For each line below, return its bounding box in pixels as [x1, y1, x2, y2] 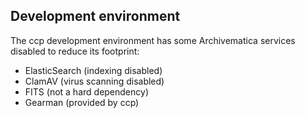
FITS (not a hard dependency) [24, 85, 149, 98]
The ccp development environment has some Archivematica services [10, 34, 296, 46]
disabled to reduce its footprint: [10, 45, 140, 57]
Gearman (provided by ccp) [24, 96, 140, 108]
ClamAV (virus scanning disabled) [24, 75, 165, 87]
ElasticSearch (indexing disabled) [24, 64, 163, 76]
